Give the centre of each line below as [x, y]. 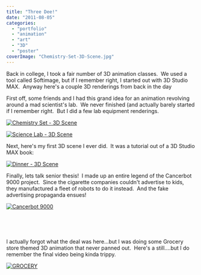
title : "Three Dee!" [32, 12]
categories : [21, 23]
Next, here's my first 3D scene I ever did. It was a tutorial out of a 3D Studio [101, 146]
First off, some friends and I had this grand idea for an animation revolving [98, 98]
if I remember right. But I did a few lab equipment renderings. [83, 111]
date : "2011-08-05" [31, 17]
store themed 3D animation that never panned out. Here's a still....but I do [98, 248]
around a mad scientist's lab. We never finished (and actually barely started [100, 104]
